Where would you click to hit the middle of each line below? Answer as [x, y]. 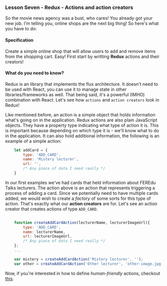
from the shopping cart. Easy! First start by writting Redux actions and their [83, 57]
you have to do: [21, 29]
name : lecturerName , [44, 232]
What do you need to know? [35, 73]
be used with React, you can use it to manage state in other [66, 89]
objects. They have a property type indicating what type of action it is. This [82, 125]
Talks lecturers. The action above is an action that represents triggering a [80, 188]
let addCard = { [31, 150]
